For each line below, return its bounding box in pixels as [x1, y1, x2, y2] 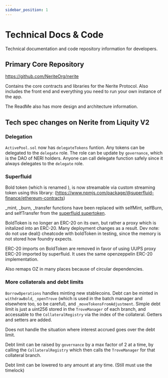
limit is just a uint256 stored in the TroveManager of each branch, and [5, 306, 146, 312]
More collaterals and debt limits [5, 279, 84, 286]
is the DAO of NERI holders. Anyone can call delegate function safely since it [5, 155, 163, 161]
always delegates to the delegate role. [5, 161, 84, 167]
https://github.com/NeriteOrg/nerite [5, 73, 79, 79]
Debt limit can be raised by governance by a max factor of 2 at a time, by [5, 341, 154, 347]
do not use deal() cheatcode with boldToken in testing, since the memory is [5, 230, 161, 236]
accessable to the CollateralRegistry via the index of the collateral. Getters [5, 311, 162, 317]
